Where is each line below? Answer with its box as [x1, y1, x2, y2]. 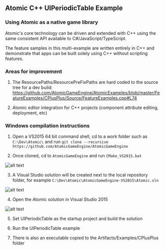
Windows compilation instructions [5, 122, 90, 129]
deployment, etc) [12, 110, 48, 116]
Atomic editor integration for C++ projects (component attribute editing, [12, 104, 159, 111]
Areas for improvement [5, 68, 62, 75]
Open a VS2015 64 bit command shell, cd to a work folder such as [12, 133, 148, 139]
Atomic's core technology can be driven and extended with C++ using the [5, 30, 156, 36]
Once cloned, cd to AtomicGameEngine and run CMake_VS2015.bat [12, 153, 142, 159]
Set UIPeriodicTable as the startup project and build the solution [12, 216, 143, 222]
